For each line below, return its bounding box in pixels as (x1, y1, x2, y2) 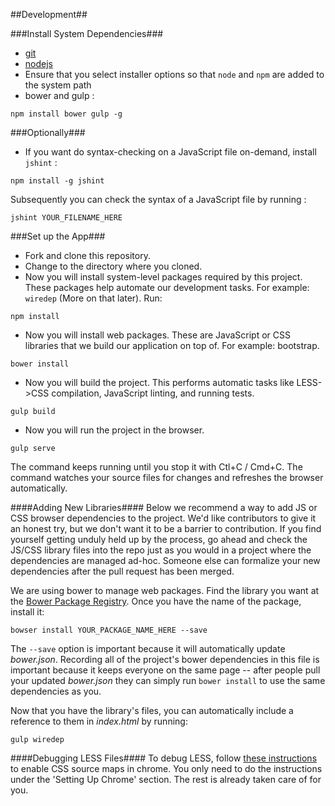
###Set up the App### (10, 230, 106, 242)
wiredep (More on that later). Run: (24, 292, 163, 304)
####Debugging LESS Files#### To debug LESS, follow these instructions (10, 752, 318, 764)
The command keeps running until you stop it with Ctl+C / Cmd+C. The (10, 461, 303, 473)
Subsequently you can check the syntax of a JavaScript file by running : (10, 194, 307, 205)
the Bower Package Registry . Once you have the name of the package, (10, 595, 302, 607)
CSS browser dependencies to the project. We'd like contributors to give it (10, 512, 317, 524)
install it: (10, 606, 45, 618)
